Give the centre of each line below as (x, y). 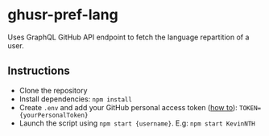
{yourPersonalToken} (54, 115)
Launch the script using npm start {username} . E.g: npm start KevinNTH (137, 123)
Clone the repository (53, 90)
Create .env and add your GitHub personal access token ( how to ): (128, 107)
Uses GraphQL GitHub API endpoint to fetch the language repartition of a (128, 37)
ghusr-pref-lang (63, 15)
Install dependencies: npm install (75, 99)
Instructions (39, 71)
